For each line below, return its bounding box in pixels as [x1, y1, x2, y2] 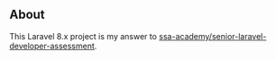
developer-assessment [9, 40, 95, 51]
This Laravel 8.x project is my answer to [9, 30, 158, 41]
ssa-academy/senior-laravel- [159, 30, 267, 41]
